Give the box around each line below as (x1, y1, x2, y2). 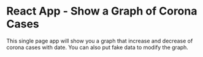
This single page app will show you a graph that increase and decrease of (6, 37, 193, 44)
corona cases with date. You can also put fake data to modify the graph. (6, 44, 189, 51)
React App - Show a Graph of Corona (6, 4, 197, 18)
